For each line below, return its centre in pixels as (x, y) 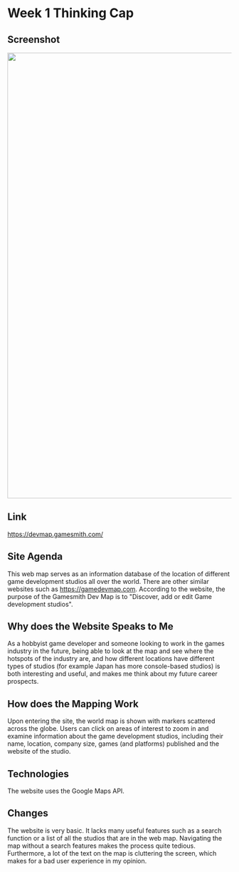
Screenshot (34, 40)
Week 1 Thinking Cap (70, 13)
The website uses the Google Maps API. (66, 791)
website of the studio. (39, 752)
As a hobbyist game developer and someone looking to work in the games (116, 644)
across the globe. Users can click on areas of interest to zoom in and (108, 729)
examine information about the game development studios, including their (116, 737)
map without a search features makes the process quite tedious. (101, 846)
